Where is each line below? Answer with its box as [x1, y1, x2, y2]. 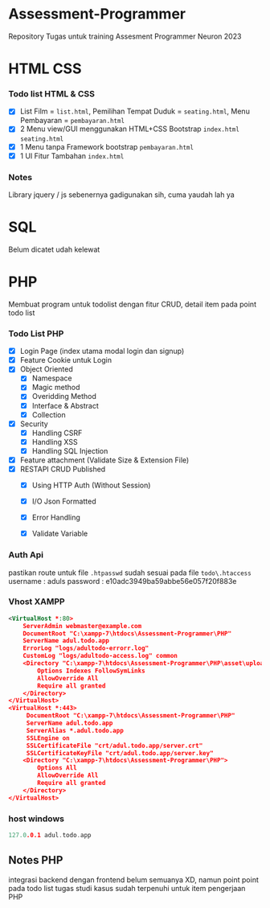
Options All [37, 764, 78, 772]
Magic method [31, 383, 80, 392]
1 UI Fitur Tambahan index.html [19, 150, 125, 161]
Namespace [31, 373, 72, 383]
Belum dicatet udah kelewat [8, 244, 100, 254]
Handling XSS [31, 437, 78, 446]
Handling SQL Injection [31, 446, 108, 455]
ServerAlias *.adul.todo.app [26, 726, 125, 734]
